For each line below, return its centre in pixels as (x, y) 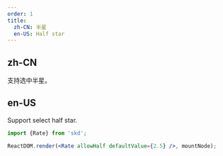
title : (17, 21)
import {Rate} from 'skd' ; (47, 133)
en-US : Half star (39, 34)
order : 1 (20, 14)
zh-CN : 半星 (30, 27)
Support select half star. (42, 120)
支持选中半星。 (29, 80)
